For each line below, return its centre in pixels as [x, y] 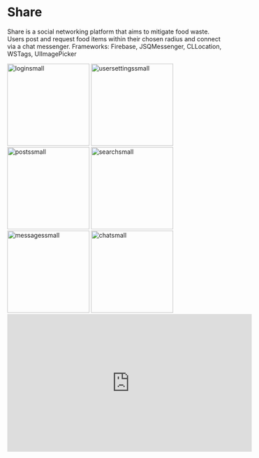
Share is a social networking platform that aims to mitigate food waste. [109, 31]
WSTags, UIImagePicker [42, 54]
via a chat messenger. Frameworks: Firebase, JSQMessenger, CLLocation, [114, 46]
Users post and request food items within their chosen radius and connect [114, 38]
